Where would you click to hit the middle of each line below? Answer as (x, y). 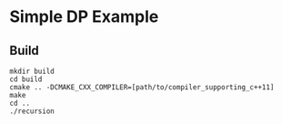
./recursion (32, 111)
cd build (26, 79)
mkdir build (32, 71)
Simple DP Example (84, 17)
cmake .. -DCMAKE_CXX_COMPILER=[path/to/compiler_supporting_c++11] (142, 88)
